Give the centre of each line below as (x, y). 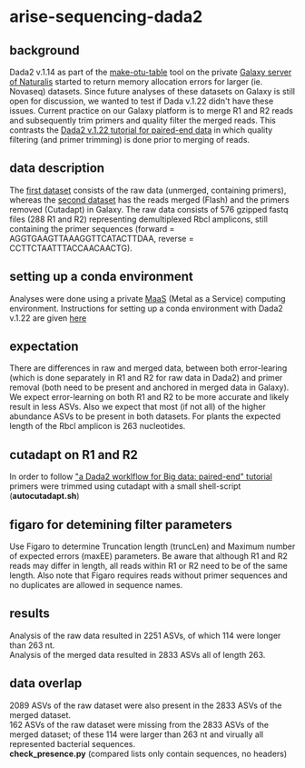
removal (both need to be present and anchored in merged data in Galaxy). (149, 387)
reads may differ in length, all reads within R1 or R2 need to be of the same (148, 566)
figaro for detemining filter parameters (121, 524)
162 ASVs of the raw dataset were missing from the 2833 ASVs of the (139, 724)
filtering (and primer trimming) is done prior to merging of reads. (130, 140)
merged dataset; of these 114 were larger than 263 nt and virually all (137, 734)
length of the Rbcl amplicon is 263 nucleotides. (98, 426)
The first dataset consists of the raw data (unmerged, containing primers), (148, 190)
